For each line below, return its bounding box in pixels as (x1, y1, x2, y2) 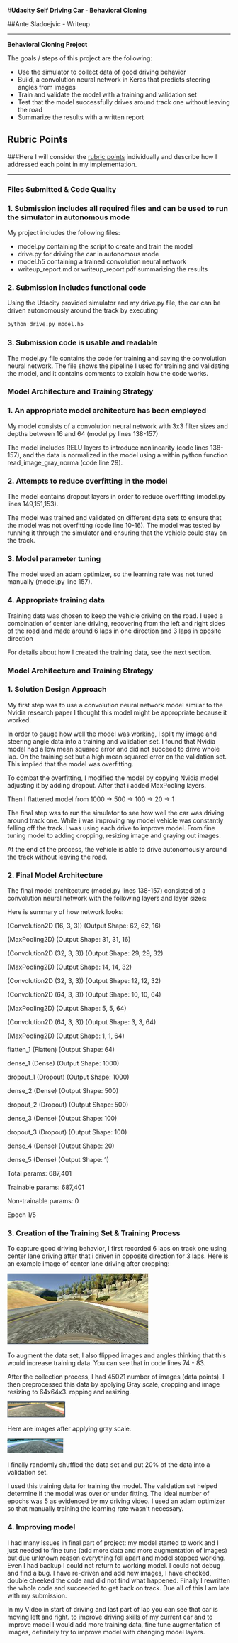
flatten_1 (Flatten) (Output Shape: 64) (7, 1046, 115, 1054)
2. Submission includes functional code (7, 282, 147, 292)
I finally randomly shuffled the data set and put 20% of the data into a (7, 1460, 210, 1469)
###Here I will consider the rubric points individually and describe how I (7, 152, 217, 161)
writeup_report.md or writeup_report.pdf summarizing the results (17, 265, 208, 273)
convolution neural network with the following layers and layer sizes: (7, 894, 208, 903)
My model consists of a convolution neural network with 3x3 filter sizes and (7, 422, 228, 430)
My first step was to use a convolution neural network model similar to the (7, 700, 223, 709)
